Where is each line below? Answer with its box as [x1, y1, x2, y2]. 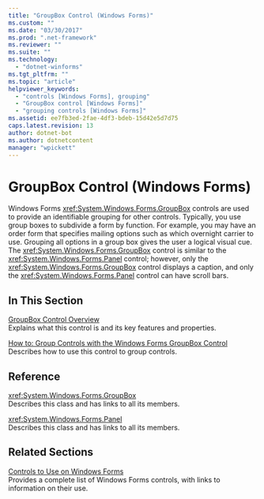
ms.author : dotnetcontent [8, 136, 93, 144]
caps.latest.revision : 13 [8, 122, 93, 129]
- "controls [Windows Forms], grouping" [15, 92, 150, 100]
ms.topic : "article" [8, 77, 77, 85]
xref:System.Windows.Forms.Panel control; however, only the [8, 254, 209, 264]
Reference [8, 370, 61, 383]
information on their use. [8, 483, 89, 493]
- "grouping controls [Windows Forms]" [15, 107, 147, 115]
